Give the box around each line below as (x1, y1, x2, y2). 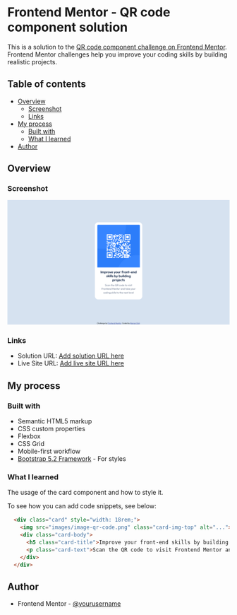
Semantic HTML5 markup (17, 416, 92, 425)
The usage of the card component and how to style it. (7, 488, 164, 497)
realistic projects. (7, 57, 58, 66)
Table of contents (7, 78, 86, 90)
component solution (7, 19, 128, 35)
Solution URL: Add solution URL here (17, 351, 125, 361)
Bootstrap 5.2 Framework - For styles (17, 454, 126, 463)
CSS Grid (17, 439, 44, 447)
